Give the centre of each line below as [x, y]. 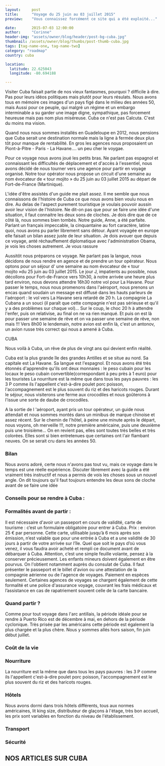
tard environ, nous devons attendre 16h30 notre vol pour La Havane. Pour [80, 282]
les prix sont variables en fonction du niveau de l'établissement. [70, 716]
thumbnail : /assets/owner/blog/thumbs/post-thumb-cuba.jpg [67, 42]
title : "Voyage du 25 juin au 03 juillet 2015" [60, 14]
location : [15, 64]
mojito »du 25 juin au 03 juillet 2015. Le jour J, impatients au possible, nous [81, 271]
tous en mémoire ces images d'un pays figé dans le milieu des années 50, [80, 102]
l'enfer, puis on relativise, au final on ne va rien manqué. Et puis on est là [79, 313]
